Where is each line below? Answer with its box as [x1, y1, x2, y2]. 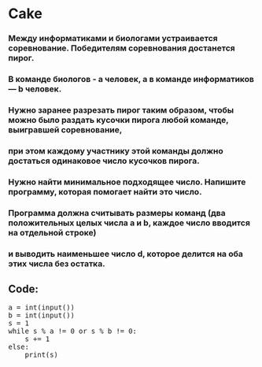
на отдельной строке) [8, 227, 97, 238]
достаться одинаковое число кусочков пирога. [8, 155, 200, 166]
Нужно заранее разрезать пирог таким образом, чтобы [8, 104, 234, 115]
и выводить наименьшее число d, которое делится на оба [8, 248, 244, 259]
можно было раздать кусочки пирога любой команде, [8, 114, 229, 125]
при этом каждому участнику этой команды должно [8, 145, 224, 156]
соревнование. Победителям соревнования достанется [8, 43, 235, 54]
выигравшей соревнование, [8, 124, 123, 135]
